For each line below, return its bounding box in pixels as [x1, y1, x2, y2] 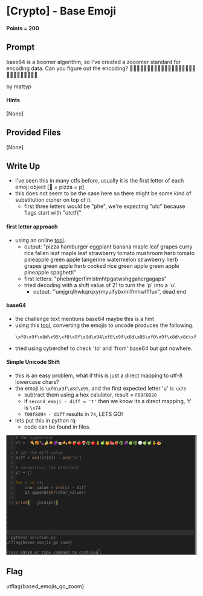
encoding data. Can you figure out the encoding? [6, 65, 129, 72]
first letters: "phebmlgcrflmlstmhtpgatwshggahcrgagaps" [24, 275, 167, 282]
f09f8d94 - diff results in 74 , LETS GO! [24, 410, 123, 418]
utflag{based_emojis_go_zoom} [6, 582, 85, 590]
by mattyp [6, 83, 32, 90]
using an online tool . [14, 236, 66, 244]
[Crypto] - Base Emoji [6, 4, 117, 18]
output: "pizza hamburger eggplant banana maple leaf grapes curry [24, 243, 193, 250]
